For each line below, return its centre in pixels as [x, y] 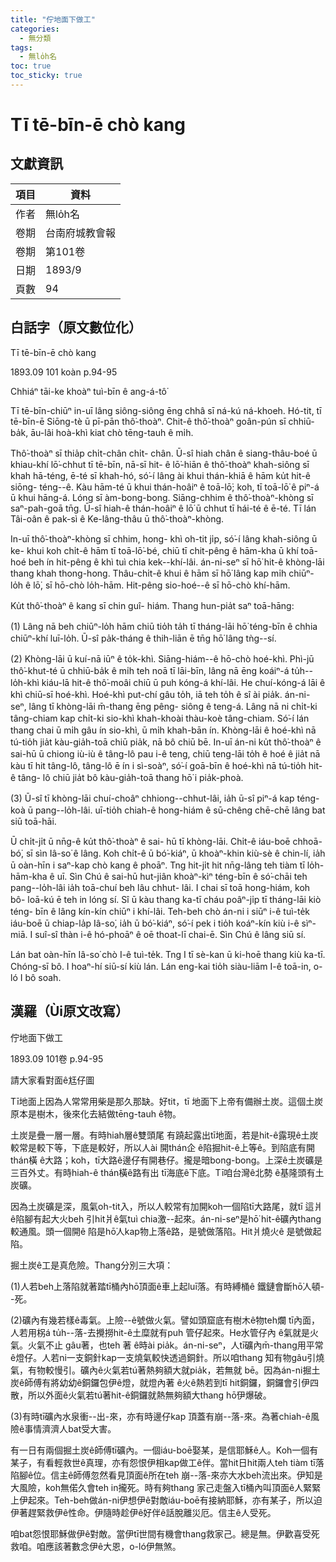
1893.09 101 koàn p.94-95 [64, 372]
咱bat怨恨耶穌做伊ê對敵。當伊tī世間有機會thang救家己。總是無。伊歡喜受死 [165, 1533]
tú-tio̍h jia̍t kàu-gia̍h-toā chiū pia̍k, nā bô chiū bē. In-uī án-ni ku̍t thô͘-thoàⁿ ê [166, 742]
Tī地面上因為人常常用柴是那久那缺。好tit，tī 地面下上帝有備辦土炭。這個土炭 [167, 1101]
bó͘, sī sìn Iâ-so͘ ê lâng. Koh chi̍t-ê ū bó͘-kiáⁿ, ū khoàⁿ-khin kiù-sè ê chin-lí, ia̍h [168, 853]
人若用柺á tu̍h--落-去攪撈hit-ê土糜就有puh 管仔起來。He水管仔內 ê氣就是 [160, 1332]
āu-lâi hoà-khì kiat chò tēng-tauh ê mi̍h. [112, 432]
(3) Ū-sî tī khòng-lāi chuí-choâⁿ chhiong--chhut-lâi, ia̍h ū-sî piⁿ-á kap [152, 798]
